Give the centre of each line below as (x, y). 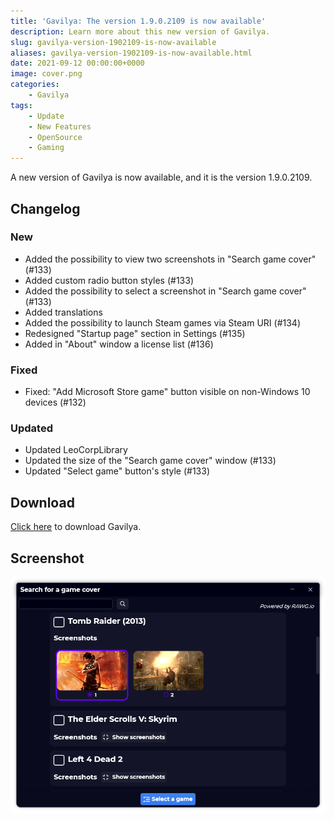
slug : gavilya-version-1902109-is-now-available (113, 42)
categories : (35, 85)
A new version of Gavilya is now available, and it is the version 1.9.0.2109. (161, 177)
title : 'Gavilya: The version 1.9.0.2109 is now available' (138, 21)
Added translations (63, 312)
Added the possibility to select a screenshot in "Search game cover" (165, 291)
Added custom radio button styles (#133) (109, 280)
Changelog (45, 208)
